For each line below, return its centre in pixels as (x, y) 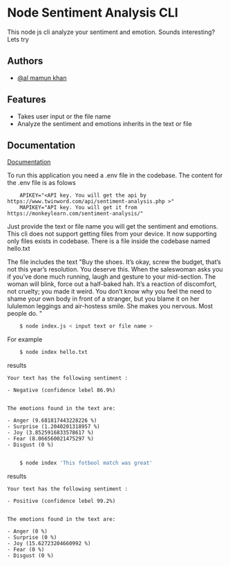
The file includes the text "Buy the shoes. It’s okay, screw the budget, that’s (114, 262)
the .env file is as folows (41, 183)
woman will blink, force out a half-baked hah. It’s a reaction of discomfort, (112, 284)
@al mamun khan (42, 78)
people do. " (25, 314)
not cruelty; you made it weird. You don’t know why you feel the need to (109, 292)
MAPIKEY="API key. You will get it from (78, 208)
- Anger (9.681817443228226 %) (52, 421)
